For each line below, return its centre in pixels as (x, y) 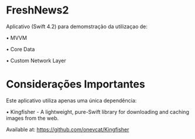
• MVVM (17, 38)
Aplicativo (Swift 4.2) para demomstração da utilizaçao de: (77, 26)
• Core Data (20, 49)
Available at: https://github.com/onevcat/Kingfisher (68, 129)
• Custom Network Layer (36, 60)
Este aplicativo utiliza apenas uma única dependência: (71, 100)
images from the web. (32, 118)
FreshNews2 (37, 10)
